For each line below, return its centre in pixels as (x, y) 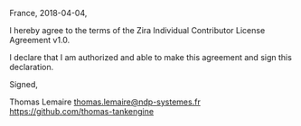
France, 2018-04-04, (48, 13)
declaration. (32, 67)
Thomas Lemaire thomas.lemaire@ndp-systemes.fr (105, 102)
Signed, (24, 84)
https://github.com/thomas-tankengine (82, 111)
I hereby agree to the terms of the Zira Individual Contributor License (137, 30)
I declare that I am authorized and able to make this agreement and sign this (150, 57)
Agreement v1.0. (40, 40)
